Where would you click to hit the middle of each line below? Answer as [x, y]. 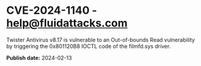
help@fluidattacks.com [67, 23]
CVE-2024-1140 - [52, 10]
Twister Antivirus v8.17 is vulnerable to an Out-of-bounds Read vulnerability [101, 40]
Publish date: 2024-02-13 [39, 58]
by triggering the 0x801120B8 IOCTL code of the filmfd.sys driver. [89, 46]
